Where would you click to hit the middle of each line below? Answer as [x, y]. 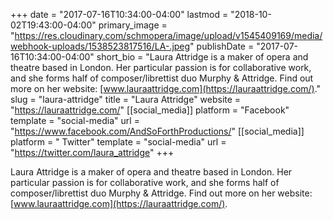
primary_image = [133, 25]
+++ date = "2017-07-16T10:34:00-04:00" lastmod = [119, 14]
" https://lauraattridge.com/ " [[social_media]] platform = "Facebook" [150, 110]
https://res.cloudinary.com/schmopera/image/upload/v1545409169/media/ [168, 35]
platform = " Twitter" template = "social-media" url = [118, 142]
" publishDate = [222, 46]
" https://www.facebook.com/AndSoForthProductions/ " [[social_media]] [157, 131]
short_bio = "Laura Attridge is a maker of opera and [202, 57]
